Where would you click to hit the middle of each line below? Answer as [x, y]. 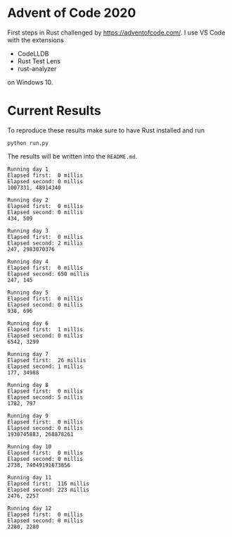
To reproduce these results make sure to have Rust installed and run [106, 130]
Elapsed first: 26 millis [47, 360]
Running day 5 [28, 292]
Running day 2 [28, 200]
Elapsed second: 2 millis [45, 243]
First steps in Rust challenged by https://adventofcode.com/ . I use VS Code [116, 32]
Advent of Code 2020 [72, 13]
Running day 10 [30, 446]
